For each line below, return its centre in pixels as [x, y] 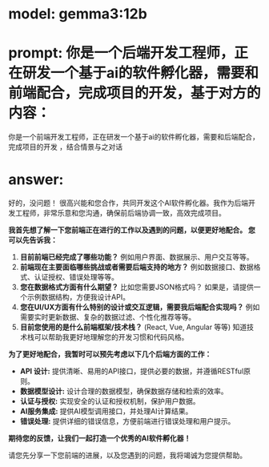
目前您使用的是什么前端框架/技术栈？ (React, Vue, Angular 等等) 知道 [133, 327]
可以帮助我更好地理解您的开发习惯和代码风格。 [111, 337]
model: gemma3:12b [78, 14]
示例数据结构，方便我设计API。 [78, 297]
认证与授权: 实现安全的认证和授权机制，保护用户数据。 [110, 401]
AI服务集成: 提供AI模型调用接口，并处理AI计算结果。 [106, 411]
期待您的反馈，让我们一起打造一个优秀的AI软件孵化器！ [100, 438]
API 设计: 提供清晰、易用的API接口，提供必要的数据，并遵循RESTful [132, 371]
